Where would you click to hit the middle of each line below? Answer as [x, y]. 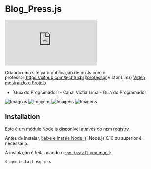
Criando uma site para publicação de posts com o [55, 72]
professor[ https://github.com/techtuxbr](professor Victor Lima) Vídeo [75, 77]
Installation [22, 117]
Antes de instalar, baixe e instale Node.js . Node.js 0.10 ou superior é [73, 138]
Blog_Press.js [33, 9]
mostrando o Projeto [26, 83]
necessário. [17, 143]
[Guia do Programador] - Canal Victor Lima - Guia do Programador [79, 92]
